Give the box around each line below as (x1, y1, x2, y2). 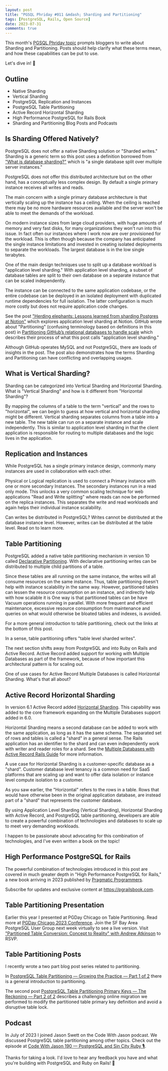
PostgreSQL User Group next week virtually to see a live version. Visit (5, 925, 148, 931)
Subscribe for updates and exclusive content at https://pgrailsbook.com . (5, 886, 154, 892)
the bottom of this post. (5, 626, 53, 632)
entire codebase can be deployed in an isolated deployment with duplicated (5, 292, 161, 299)
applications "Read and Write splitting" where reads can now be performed (5, 494, 160, 500)
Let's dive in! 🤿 (5, 60, 36, 66)
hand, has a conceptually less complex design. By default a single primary (5, 179, 158, 185)
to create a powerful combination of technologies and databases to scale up (5, 818, 162, 823)
